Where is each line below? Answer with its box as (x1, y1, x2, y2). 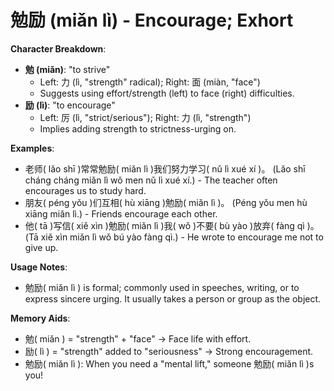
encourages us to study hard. (24, 184, 147, 196)
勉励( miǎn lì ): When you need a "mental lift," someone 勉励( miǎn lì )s (24, 357, 315, 370)
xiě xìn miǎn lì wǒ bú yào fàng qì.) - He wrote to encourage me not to (40, 231, 324, 243)
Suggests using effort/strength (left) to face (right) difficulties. (39, 87, 295, 99)
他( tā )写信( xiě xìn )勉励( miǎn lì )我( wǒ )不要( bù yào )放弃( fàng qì (24, 219, 305, 231)
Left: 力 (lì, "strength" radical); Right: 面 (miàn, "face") (39, 76, 261, 88)
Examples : (10, 142, 55, 154)
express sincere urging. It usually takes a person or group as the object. (24, 292, 322, 305)
